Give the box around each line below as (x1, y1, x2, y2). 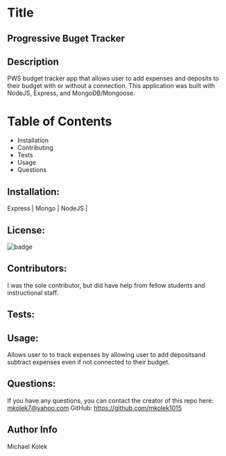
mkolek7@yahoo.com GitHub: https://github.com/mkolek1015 (7, 403, 182, 412)
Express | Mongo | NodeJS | (7, 204, 88, 213)
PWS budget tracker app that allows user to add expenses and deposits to (7, 74, 220, 82)
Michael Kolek (7, 442, 48, 450)
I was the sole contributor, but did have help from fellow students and (7, 281, 206, 289)
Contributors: (7, 263, 67, 274)
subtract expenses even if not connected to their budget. (7, 358, 170, 366)
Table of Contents (7, 113, 112, 129)
